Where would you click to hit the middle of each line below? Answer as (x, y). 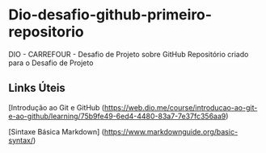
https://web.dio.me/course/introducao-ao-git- (181, 107)
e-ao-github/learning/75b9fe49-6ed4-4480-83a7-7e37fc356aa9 (117, 116)
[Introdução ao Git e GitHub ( (57, 107)
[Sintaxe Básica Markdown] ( (57, 131)
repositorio (46, 32)
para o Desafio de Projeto (51, 63)
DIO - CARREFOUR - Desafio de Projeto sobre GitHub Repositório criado (129, 54)
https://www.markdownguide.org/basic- (171, 131)
